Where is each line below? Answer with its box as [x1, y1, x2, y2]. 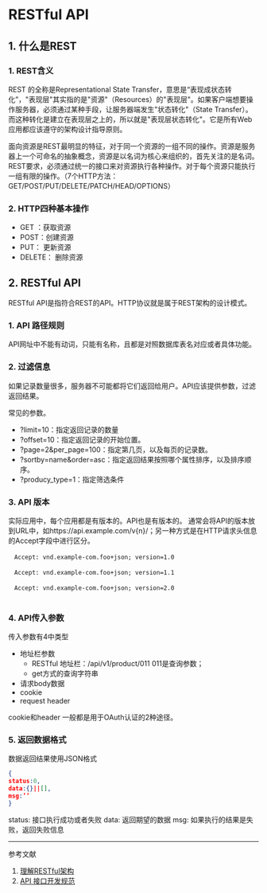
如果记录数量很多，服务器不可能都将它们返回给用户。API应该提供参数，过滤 [8, 380, 257, 391]
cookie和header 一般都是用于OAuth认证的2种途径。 [8, 712, 177, 722]
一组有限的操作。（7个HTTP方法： [8, 171, 118, 181]
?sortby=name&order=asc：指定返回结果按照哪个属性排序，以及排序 [19, 454, 245, 464]
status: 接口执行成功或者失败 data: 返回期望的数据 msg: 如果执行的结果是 [8, 814, 247, 825]
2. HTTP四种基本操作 [8, 203, 89, 214]
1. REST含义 [8, 65, 54, 76]
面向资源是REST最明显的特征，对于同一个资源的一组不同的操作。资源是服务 [8, 141, 256, 150]
